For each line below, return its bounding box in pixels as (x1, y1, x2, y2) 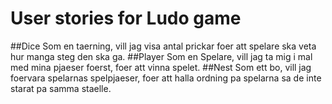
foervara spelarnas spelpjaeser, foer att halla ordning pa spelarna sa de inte (10, 72, 322, 84)
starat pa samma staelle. (10, 82, 112, 94)
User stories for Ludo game (10, 7, 242, 30)
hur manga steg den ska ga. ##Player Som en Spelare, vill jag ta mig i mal (10, 50, 313, 62)
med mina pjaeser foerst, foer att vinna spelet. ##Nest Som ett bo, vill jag (10, 61, 312, 73)
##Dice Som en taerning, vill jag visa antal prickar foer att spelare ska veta (10, 40, 317, 52)
